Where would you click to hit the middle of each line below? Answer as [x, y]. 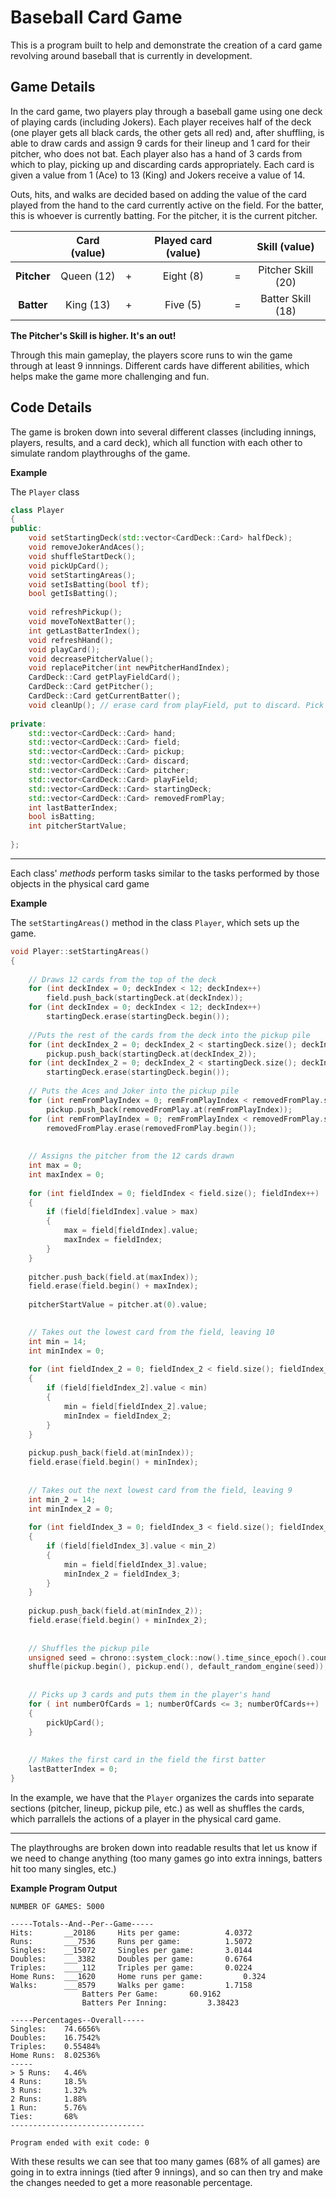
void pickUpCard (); [69, 566]
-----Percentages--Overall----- [77, 2020]
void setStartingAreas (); [82, 575]
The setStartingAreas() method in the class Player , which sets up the [155, 922]
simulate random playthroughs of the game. [100, 453]
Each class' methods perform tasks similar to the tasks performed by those [165, 873]
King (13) [88, 304]
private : [28, 724]
